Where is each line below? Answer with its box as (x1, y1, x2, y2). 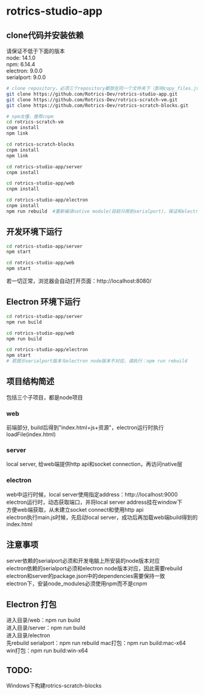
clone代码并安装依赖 (6, 30, 84, 40)
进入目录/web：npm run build (6, 616, 80, 624)
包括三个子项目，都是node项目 (6, 393, 83, 401)
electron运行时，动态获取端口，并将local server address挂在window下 (6, 498, 183, 506)
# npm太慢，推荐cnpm (6, 113, 53, 119)
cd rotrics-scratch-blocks (6, 141, 75, 147)
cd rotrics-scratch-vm (6, 119, 64, 125)
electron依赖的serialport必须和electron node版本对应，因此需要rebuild (6, 565, 183, 572)
